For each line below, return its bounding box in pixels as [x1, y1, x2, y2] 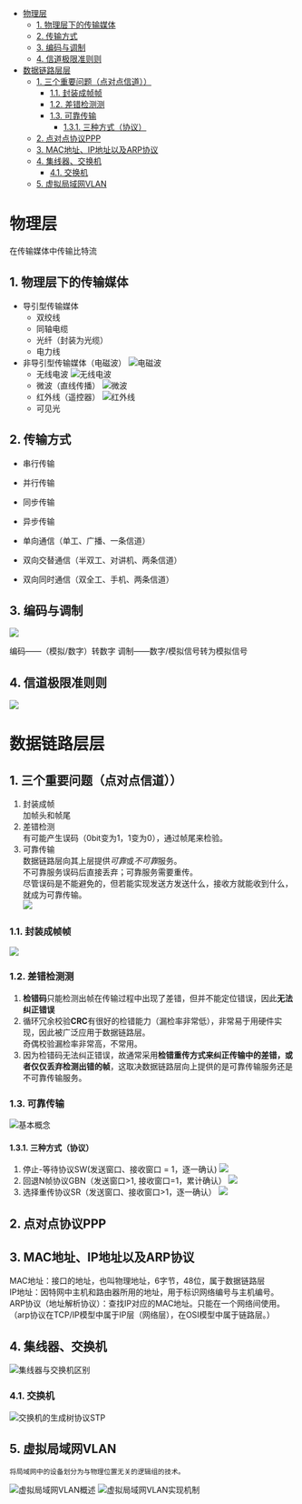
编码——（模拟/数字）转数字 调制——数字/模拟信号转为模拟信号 [9, 646, 248, 657]
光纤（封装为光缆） [35, 335, 109, 346]
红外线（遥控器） [35, 391, 101, 402]
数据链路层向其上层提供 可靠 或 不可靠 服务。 [22, 856, 182, 867]
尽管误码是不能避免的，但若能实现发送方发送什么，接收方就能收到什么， [22, 878, 293, 889]
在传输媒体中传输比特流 [9, 245, 97, 256]
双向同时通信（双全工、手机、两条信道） [22, 574, 174, 585]
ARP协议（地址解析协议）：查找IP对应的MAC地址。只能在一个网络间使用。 [9, 1298, 286, 1309]
